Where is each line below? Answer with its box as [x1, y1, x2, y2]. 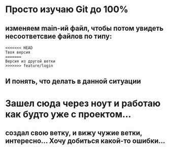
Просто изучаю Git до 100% [5, 4, 128, 15]
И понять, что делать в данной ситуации [5, 77, 141, 86]
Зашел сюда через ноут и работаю [5, 97, 161, 109]
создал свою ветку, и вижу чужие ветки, [5, 129, 143, 137]
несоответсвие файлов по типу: [5, 32, 112, 40]
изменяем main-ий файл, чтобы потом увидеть [5, 24, 164, 33]
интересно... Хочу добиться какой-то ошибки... [5, 136, 165, 145]
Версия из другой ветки [5, 59, 56, 64]
